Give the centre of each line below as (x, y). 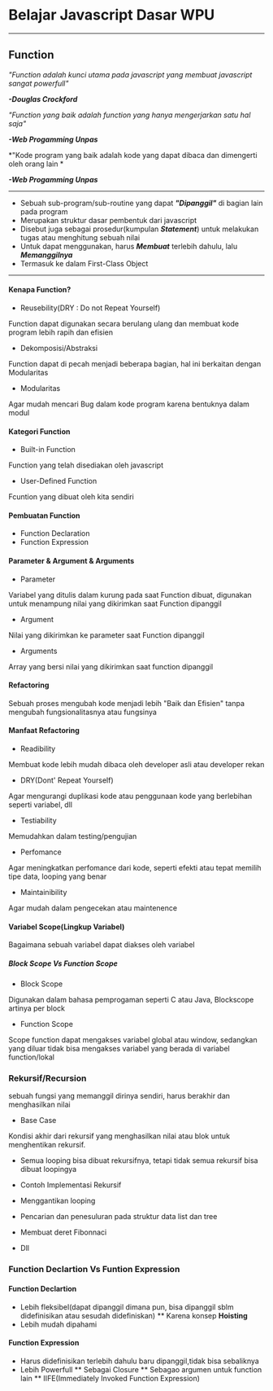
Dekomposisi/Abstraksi (59, 348)
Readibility (38, 748)
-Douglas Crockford (43, 99)
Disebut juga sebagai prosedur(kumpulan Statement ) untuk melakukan (139, 229)
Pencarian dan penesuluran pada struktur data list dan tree (119, 1217)
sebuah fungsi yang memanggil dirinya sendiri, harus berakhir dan (119, 1096)
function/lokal (32, 1057)
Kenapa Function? (40, 290)
